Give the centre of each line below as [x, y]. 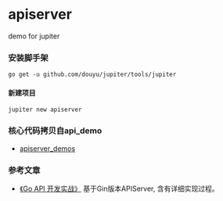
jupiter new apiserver [45, 110]
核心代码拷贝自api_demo [55, 131]
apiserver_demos [47, 148]
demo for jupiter [34, 36]
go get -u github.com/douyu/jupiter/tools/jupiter [92, 75]
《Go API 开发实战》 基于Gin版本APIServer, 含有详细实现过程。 [119, 188]
